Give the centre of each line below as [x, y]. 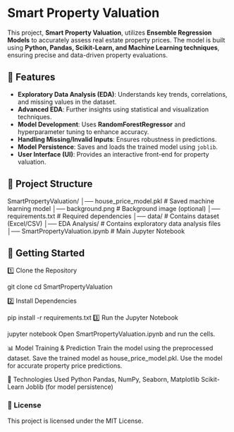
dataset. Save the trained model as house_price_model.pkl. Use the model [115, 359]
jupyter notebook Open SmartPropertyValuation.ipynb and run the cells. [111, 334]
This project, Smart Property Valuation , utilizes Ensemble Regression [110, 32]
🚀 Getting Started [46, 253]
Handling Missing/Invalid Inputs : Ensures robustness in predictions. [117, 139]
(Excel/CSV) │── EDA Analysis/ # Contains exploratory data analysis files [114, 223]
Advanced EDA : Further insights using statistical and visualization [113, 109]
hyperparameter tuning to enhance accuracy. [83, 131]
